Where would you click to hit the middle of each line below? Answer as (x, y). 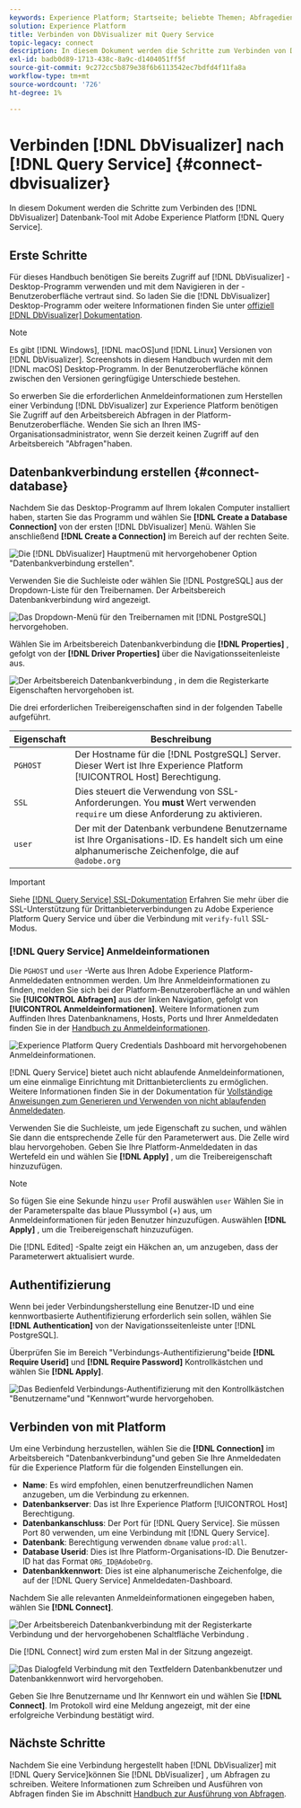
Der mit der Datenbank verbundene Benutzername (181, 829)
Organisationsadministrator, (60, 434)
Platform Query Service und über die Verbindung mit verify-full (129, 919)
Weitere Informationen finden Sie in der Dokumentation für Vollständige (141, 1091)
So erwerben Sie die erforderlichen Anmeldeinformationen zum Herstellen (146, 396)
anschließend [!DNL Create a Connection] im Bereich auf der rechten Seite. (149, 536)
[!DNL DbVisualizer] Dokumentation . (76, 315)
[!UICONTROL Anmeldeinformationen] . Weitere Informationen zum (134, 1009)
